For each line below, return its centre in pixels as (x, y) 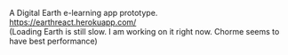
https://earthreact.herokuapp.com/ (73, 22)
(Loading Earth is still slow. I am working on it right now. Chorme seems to (144, 31)
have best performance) (53, 41)
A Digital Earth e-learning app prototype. (84, 13)
